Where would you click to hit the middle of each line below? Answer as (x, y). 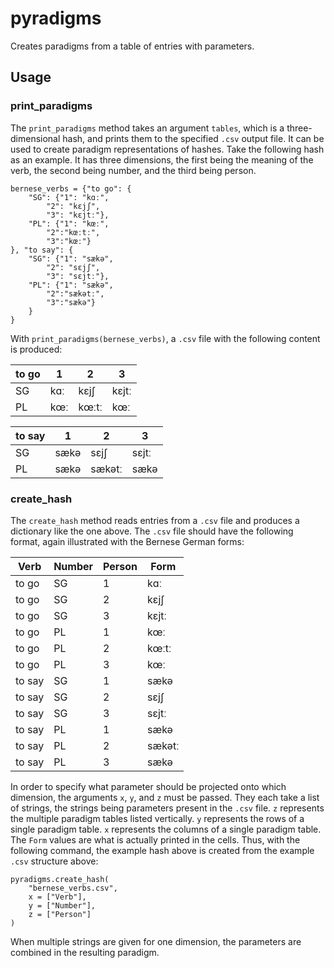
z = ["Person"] (60, 914)
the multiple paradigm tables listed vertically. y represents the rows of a (157, 818)
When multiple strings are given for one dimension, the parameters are (156, 941)
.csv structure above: (54, 861)
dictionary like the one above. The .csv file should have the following (152, 531)
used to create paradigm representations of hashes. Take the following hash (167, 149)
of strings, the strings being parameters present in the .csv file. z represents (167, 808)
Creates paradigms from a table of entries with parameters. (132, 46)
